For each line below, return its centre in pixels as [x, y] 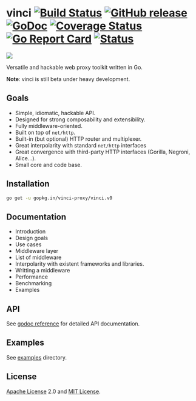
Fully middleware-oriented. [49, 126]
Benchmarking [33, 283]
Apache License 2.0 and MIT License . [54, 391]
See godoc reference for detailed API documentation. [73, 324]
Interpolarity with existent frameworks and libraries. [79, 264]
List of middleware [38, 257]
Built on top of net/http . [45, 132]
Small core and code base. [49, 165]
